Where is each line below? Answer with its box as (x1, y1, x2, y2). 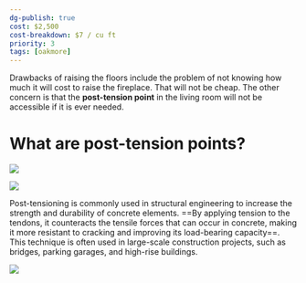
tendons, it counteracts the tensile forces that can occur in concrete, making (9, 217, 298, 228)
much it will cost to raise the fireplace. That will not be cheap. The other (9, 82, 280, 93)
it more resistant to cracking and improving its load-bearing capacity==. (9, 227, 280, 238)
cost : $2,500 (9, 22, 59, 31)
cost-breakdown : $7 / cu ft (9, 30, 117, 39)
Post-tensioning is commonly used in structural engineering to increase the (9, 198, 292, 209)
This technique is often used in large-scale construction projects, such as (9, 236, 286, 247)
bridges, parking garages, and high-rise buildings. (9, 246, 198, 257)
